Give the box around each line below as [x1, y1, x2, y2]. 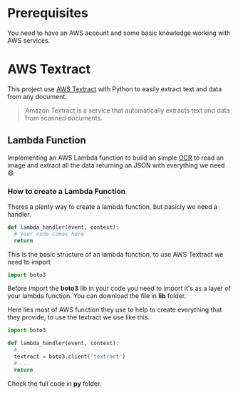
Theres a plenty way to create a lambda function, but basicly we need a [7, 202, 218, 211]
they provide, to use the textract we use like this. [7, 313, 150, 322]
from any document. [7, 92, 68, 101]
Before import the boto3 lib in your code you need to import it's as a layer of [7, 284, 232, 293]
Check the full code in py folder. [7, 379, 102, 388]
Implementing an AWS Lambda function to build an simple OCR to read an [7, 153, 224, 162]
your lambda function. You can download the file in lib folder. [7, 292, 187, 300]
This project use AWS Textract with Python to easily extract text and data [7, 84, 222, 93]
